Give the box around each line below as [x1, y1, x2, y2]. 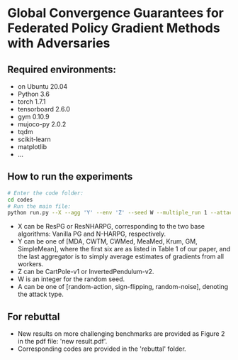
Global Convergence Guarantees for [7, 5, 225, 21]
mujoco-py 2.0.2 [17, 120, 67, 129]
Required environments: [7, 63, 117, 75]
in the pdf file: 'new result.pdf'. [17, 337, 108, 346]
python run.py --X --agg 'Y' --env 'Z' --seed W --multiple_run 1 [7, 209, 208, 217]
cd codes [7, 196, 33, 203]
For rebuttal [7, 310, 60, 322]
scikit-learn [17, 135, 51, 143]
